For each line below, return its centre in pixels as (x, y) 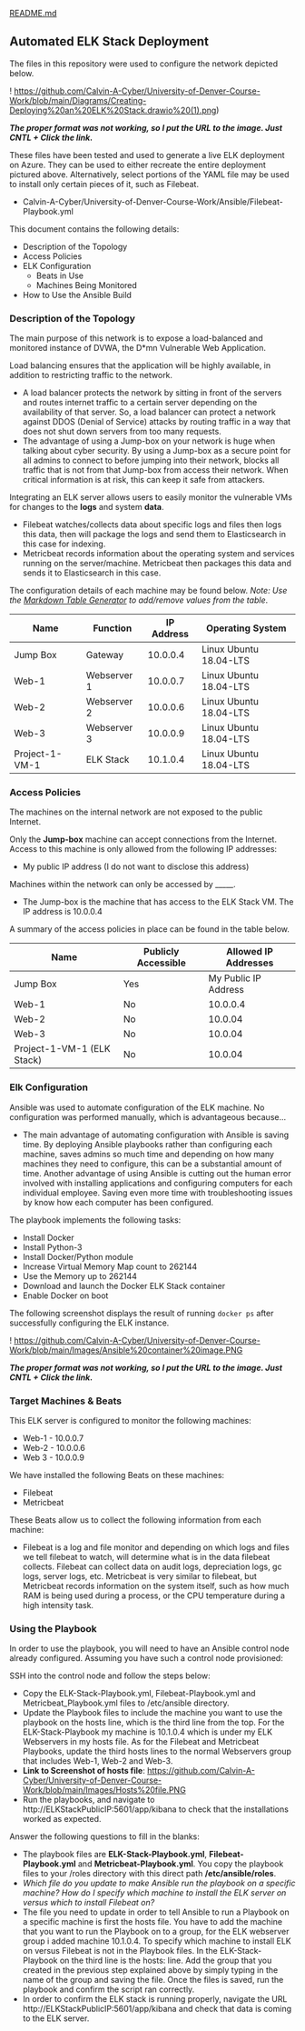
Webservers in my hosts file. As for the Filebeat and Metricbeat (141, 1742)
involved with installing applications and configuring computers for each (157, 1183)
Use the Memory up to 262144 (80, 1276)
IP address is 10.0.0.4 (62, 912)
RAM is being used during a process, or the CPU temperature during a (154, 1596)
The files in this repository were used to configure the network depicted (144, 64)
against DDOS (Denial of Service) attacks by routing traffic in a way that (157, 422)
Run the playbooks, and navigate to (89, 1800)
